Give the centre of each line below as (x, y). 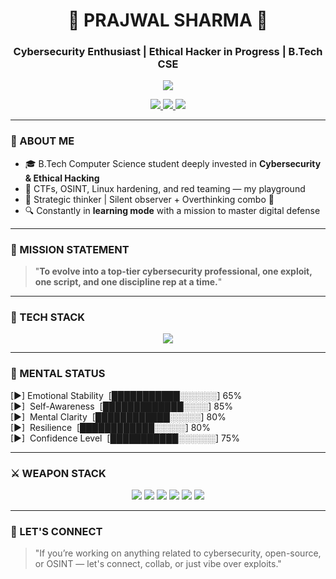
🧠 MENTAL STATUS (58, 374)
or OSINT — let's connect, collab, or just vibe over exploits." (158, 564)
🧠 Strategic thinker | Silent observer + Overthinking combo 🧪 (149, 199)
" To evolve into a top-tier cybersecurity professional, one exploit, (173, 271)
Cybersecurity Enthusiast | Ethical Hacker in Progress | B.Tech (168, 52)
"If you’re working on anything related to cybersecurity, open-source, (178, 553)
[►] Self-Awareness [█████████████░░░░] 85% (122, 406)
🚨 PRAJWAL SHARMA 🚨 (168, 20)
